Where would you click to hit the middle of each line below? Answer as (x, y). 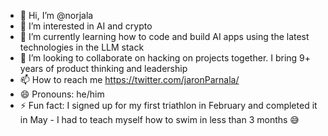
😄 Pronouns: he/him (62, 94)
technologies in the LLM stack (82, 47)
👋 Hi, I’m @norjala (56, 15)
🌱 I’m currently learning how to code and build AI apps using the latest (164, 36)
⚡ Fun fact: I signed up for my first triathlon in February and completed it (168, 105)
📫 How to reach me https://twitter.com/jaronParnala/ (129, 79)
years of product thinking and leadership (103, 68)
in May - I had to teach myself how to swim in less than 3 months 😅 (159, 119)
